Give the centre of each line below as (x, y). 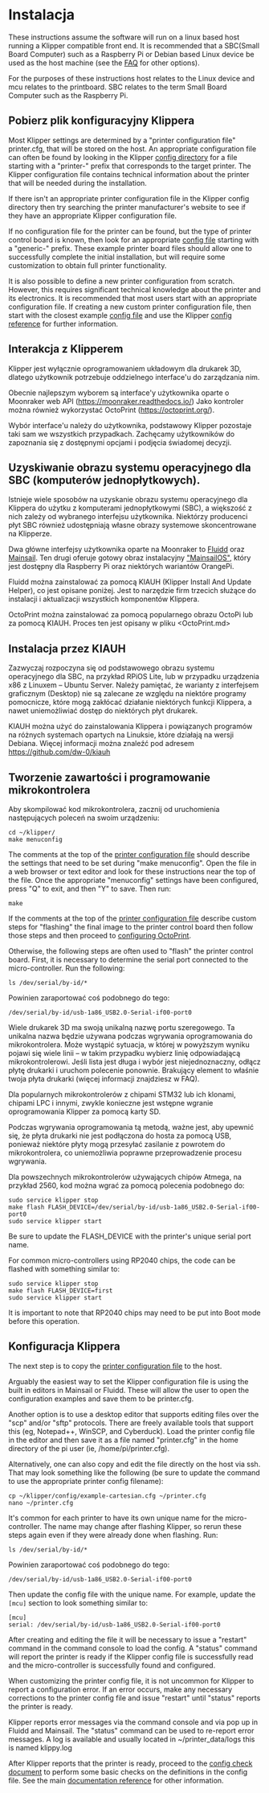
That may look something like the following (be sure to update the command (134, 1472)
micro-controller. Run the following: (67, 968)
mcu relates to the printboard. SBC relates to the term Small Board (118, 87)
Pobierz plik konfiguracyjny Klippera (102, 121)
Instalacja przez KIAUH (67, 648)
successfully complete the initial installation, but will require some (117, 257)
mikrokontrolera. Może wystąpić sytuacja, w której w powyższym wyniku (129, 1045)
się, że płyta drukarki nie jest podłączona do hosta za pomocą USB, (120, 1136)
